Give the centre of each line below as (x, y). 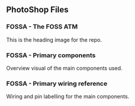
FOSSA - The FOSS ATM (42, 27)
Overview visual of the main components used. (64, 68)
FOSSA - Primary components (51, 55)
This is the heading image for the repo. (54, 40)
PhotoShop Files (37, 10)
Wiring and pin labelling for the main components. (68, 96)
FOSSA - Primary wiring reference (57, 83)
